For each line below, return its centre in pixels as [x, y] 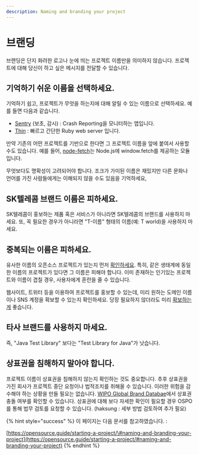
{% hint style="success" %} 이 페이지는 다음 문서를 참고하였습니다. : [87, 421]
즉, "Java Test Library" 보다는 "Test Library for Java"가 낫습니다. [83, 343]
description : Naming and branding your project [66, 12]
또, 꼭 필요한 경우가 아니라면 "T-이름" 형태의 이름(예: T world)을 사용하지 [102, 222]
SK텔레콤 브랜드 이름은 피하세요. [62, 199]
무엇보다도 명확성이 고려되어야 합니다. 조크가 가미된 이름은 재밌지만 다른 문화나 [97, 171]
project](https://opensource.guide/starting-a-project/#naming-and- [89, 439]
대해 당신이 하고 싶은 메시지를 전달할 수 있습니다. [73, 68]
